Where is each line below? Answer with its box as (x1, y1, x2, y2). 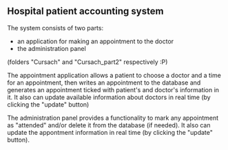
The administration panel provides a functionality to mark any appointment (7, 114, 219, 122)
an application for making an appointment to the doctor (17, 37, 174, 45)
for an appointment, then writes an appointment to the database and (7, 78, 201, 87)
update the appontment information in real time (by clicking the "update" (7, 128, 214, 136)
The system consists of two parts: (7, 23, 104, 32)
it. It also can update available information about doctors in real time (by (7, 93, 211, 101)
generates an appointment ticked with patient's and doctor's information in (7, 85, 219, 94)
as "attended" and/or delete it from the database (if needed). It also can (7, 120, 211, 129)
